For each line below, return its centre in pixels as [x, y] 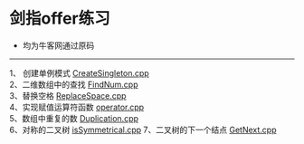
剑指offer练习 [60, 19]
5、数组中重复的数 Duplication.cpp [74, 118]
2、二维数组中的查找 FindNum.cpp [74, 84]
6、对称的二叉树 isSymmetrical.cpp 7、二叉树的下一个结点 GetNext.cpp [143, 130]
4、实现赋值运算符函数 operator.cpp [77, 107]
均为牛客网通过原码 [58, 45]
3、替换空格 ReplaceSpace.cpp [68, 95]
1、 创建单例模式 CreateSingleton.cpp [79, 72]
